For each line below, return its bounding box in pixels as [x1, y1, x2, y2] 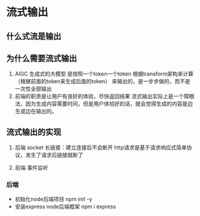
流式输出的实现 [6, 127, 61, 137]
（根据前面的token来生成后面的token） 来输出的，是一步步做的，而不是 [14, 78, 191, 85]
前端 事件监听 [14, 164, 48, 171]
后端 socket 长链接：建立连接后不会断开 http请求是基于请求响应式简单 [14, 144, 187, 151]
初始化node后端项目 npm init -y [14, 195, 93, 202]
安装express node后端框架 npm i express [14, 203, 116, 210]
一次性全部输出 [14, 85, 52, 93]
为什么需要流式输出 [6, 53, 77, 63]
